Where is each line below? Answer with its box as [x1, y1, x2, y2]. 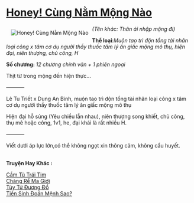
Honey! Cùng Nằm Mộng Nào [6, 6, 153, 19]
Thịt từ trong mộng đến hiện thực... [6, 72, 92, 79]
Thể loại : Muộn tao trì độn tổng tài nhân [92, 37, 188, 44]
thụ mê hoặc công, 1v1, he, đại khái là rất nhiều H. [6, 119, 127, 126]
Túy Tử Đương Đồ [6, 184, 49, 191]
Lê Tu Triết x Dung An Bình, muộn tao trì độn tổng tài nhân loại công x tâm [6, 95, 186, 102]
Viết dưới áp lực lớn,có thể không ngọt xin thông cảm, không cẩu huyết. [6, 142, 180, 149]
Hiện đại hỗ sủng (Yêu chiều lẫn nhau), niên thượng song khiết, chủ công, [6, 113, 185, 120]
